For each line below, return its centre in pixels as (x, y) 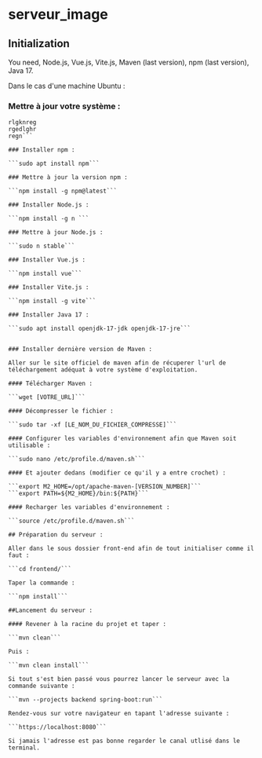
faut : (19, 555)
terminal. (24, 748)
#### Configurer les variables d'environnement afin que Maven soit (122, 439)
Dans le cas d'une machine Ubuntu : (67, 86)
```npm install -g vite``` (52, 301)
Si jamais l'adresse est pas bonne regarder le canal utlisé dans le (124, 741)
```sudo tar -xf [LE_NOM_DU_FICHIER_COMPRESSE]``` (93, 425)
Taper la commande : (42, 583)
